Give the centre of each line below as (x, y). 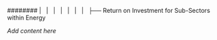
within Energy (26, 18)
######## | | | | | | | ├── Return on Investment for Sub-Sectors (109, 11)
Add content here (32, 31)
